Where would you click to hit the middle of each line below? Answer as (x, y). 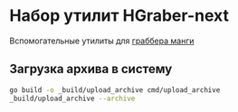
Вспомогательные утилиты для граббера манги (102, 41)
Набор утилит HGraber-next (119, 16)
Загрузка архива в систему (91, 69)
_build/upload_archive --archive (72, 98)
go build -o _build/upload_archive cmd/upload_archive (115, 90)
